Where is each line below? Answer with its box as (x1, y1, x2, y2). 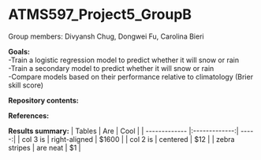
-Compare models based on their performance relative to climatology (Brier (8, 72, 254, 81)
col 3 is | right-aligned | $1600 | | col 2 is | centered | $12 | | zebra (21, 134, 235, 143)
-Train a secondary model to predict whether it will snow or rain (8, 63, 214, 73)
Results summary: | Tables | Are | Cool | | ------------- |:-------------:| (8, 126, 239, 136)
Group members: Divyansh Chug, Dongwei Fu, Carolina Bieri (8, 32, 204, 41)
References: (8, 110, 50, 120)
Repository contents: (8, 95, 79, 105)
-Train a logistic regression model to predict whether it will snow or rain (8, 55, 239, 65)
